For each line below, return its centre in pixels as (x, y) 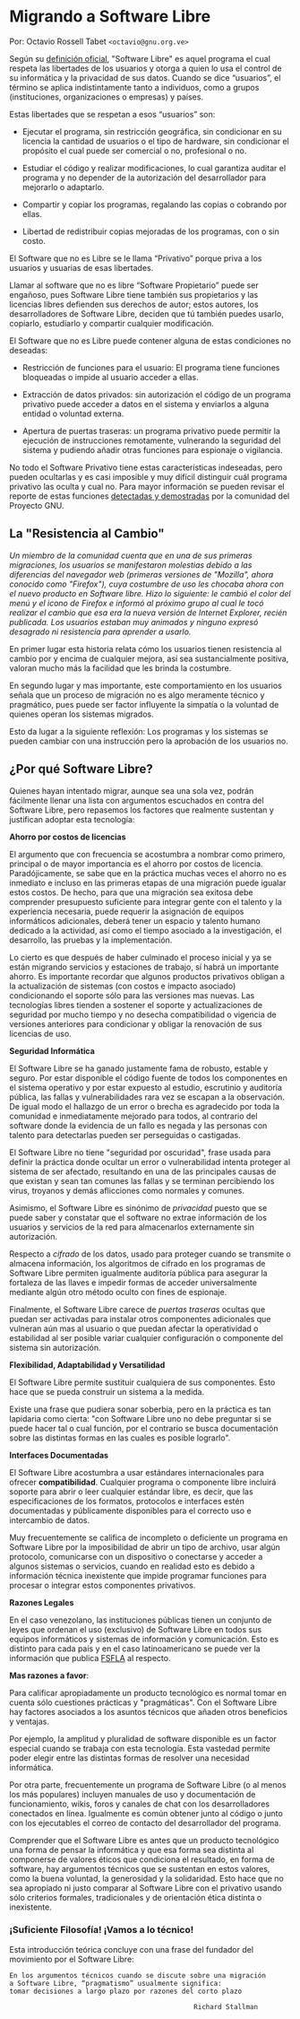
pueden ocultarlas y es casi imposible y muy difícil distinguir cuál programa (149, 476)
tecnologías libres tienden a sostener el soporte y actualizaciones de (136, 1005)
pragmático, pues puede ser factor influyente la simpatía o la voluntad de (144, 704)
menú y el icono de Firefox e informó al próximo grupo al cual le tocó (137, 603)
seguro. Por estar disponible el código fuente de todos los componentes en (149, 1077)
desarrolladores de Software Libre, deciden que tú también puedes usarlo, (146, 313)
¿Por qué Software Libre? (81, 769)
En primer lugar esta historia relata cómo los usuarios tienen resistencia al (146, 648)
